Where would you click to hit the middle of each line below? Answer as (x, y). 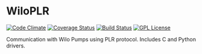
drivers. (16, 46)
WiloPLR (28, 11)
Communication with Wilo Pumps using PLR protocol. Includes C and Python (101, 39)
